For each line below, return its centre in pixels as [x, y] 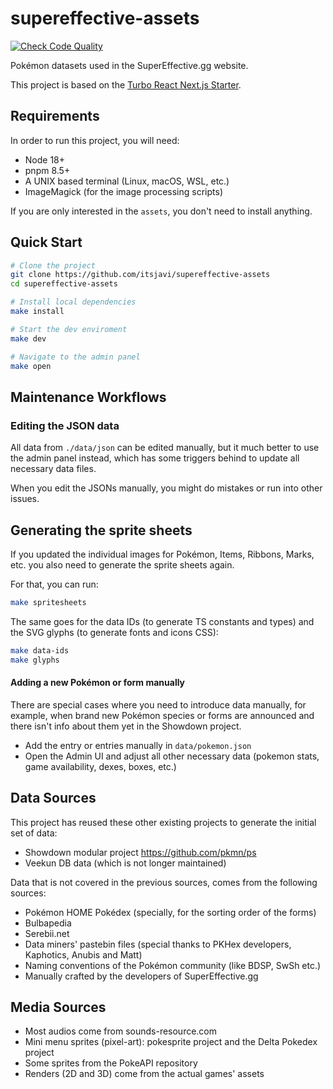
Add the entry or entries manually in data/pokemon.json [138, 745]
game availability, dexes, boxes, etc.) [100, 766]
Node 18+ [45, 159]
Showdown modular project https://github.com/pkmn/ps [140, 852]
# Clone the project [53, 265]
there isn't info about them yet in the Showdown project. [126, 726]
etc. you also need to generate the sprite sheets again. [122, 564]
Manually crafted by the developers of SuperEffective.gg [141, 976]
